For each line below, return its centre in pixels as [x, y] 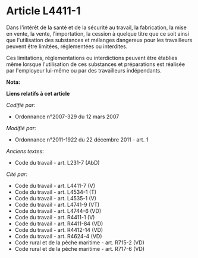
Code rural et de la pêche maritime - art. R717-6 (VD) [79, 248]
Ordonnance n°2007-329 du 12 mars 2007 [67, 117]
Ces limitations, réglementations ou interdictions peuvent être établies [92, 58]
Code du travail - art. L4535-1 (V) [56, 198]
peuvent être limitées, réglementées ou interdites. [67, 46]
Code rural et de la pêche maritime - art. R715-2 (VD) [79, 243]
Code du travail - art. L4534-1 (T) [56, 192]
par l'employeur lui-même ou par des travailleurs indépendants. [84, 70]
